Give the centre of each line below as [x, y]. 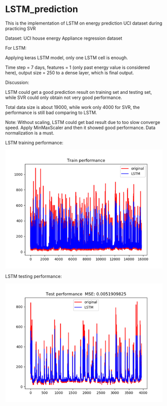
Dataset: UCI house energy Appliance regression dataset [64, 38]
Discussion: [17, 82]
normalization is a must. [30, 133]
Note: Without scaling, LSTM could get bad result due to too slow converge [83, 122]
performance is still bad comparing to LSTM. [51, 112]
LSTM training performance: [34, 143]
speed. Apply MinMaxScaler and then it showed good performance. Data [80, 127]
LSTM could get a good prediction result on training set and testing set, [79, 92]
